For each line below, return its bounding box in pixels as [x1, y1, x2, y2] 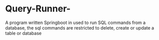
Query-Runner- [5, 3, 71, 14]
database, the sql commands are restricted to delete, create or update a [5, 24, 154, 30]
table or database [5, 30, 42, 36]
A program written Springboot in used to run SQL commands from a [5, 19, 146, 25]
